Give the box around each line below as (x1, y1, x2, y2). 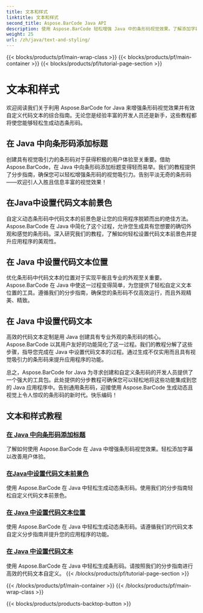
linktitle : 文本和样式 (6, 14, 59, 21)
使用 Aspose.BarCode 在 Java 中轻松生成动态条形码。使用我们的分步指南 (6, 484, 188, 492)
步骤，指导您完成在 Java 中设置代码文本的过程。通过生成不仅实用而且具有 (6, 348, 191, 356)
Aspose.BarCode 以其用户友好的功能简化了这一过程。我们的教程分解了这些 (6, 341, 193, 348)
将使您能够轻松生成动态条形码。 (6, 119, 86, 126)
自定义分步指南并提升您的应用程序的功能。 (6, 531, 112, 538)
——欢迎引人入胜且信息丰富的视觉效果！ (6, 178, 107, 185)
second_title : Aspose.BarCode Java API (6, 20, 107, 26)
